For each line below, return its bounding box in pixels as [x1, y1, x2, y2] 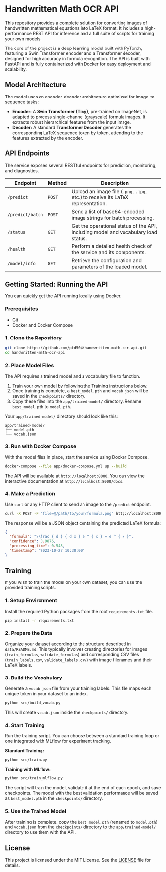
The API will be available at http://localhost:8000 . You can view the [5, 473, 145, 479]
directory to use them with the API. [5, 829, 76, 835]
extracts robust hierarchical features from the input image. [12, 119, 131, 125]
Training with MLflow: [5, 766, 51, 773]
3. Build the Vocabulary [5, 674, 63, 681]
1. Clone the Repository [5, 334, 62, 341]
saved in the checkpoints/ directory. [12, 393, 86, 399]
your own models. [5, 36, 42, 42]
